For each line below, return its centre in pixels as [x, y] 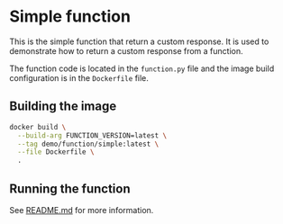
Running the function [70, 188]
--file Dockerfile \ [56, 152]
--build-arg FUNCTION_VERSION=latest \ [92, 135]
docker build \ [38, 127]
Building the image [63, 107]
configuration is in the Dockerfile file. [79, 77]
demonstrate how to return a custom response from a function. [126, 50]
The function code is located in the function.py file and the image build [142, 68]
